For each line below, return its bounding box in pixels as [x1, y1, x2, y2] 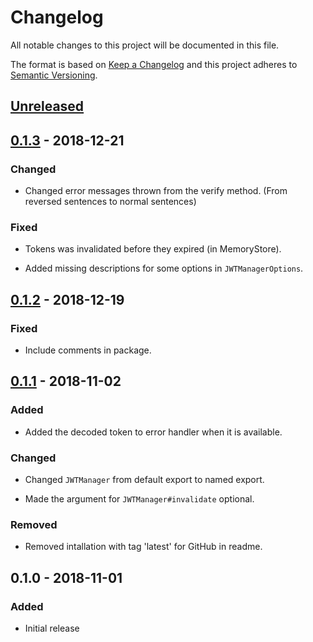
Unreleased [10, 98, 85, 115]
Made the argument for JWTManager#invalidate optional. [24, 492, 255, 505]
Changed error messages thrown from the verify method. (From [24, 185, 288, 197]
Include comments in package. [24, 344, 152, 356]
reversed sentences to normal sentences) [24, 196, 197, 208]
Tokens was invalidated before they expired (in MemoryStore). [24, 243, 282, 255]
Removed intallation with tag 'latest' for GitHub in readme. [24, 541, 263, 553]
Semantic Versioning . [10, 69, 98, 81]
